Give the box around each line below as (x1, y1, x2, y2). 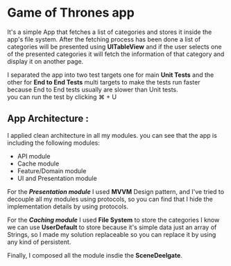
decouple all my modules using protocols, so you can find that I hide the (7, 195, 213, 203)
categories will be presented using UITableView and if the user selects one (7, 42, 222, 51)
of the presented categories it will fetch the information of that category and (7, 50, 225, 58)
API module (17, 152, 51, 160)
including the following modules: (7, 139, 101, 147)
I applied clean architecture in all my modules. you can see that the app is (7, 131, 217, 139)
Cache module (17, 159, 60, 168)
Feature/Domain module (17, 166, 87, 175)
